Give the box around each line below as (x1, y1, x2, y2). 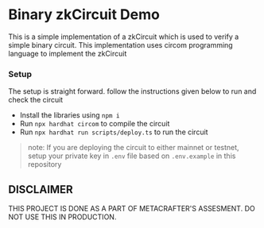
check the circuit (8, 95, 64, 105)
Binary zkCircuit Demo (8, 6, 161, 24)
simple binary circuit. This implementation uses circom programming (8, 40, 233, 49)
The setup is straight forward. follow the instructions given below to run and (8, 87, 257, 96)
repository (27, 160, 62, 169)
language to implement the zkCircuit (8, 48, 127, 58)
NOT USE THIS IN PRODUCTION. (8, 212, 117, 222)
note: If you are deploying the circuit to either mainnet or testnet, (27, 143, 240, 153)
